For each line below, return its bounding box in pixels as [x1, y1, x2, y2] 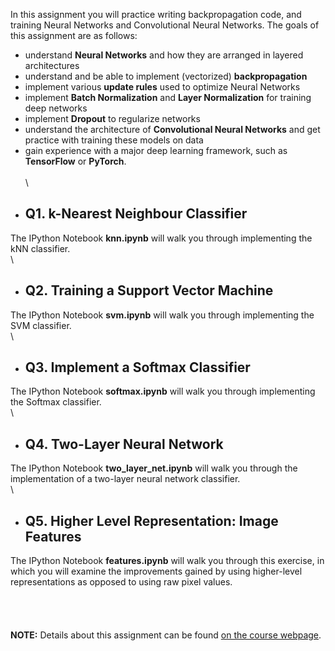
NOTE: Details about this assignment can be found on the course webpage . [10, 629, 322, 641]
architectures [24, 60, 80, 71]
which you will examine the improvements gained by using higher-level [10, 565, 303, 578]
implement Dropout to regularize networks [24, 113, 201, 124]
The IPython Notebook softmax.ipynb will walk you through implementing [10, 385, 316, 398]
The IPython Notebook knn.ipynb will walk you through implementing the [10, 232, 313, 244]
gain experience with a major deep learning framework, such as [24, 145, 288, 156]
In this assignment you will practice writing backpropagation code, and [10, 9, 302, 20]
